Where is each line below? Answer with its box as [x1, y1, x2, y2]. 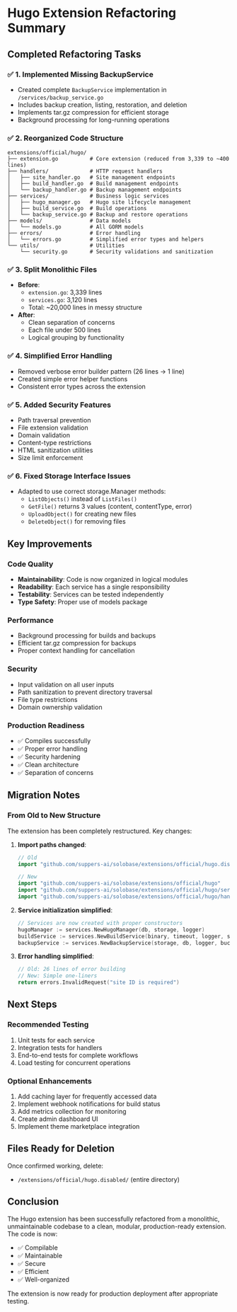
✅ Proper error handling [17, 744, 88, 753]
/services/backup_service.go [17, 94, 104, 101]
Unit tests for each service [17, 1035, 96, 1045]
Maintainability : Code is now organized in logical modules [17, 575, 189, 584]
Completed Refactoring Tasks [7, 48, 141, 60]
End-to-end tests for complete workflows [17, 1051, 139, 1059]
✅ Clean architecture [17, 760, 79, 769]
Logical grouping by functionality [28, 333, 125, 342]
